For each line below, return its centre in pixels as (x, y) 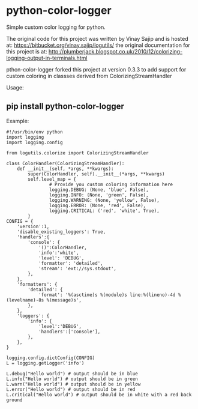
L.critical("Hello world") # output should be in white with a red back (99, 395)
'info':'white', (58, 253)
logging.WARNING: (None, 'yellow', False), (104, 200)
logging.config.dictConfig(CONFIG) (51, 358)
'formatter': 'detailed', (70, 263)
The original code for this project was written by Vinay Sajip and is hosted (97, 38)
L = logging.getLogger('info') (45, 363)
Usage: (15, 87)
